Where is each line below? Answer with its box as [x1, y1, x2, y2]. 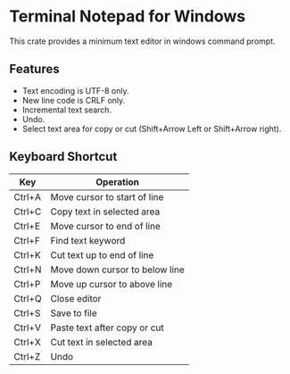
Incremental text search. [21, 104, 112, 115]
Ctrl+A [13, 190, 42, 203]
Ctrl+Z [13, 350, 41, 362]
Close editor [50, 292, 102, 304]
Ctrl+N [13, 263, 42, 276]
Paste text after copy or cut [50, 321, 165, 334]
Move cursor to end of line [50, 220, 161, 232]
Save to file [50, 306, 97, 319]
